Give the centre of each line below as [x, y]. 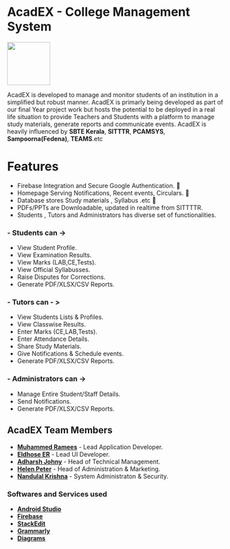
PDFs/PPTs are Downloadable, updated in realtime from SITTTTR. [110, 207]
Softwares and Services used [57, 494]
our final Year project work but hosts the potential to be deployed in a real [111, 109]
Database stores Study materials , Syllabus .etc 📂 [87, 200]
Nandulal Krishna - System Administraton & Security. [93, 476]
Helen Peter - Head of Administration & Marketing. [89, 468]
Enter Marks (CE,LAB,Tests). [57, 332]
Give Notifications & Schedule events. [70, 354]
